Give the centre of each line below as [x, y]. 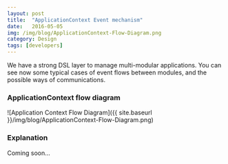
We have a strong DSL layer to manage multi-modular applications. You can [114, 65]
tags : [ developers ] [35, 45]
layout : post [26, 13]
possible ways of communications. [56, 80]
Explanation [28, 138]
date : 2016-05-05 [35, 26]
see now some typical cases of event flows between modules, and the [107, 72]
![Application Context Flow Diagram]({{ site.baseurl [80, 113]
